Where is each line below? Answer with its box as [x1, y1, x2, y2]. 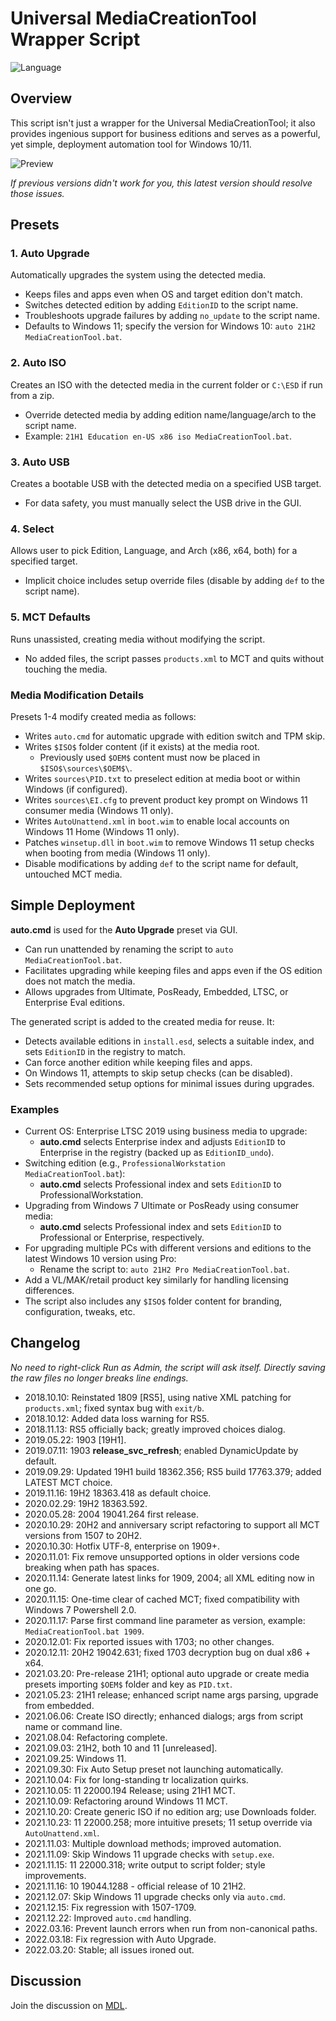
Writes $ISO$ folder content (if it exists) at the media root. [24, 740, 260, 752]
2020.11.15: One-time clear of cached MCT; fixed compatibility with [24, 1593, 300, 1605]
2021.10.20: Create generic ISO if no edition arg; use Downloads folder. [24, 1805, 317, 1817]
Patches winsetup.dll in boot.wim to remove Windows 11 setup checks [24, 836, 315, 848]
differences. [24, 1285, 75, 1297]
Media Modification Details [10, 688, 145, 702]
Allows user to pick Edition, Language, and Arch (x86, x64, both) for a [10, 545, 298, 557]
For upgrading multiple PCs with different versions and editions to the [24, 1242, 312, 1254]
